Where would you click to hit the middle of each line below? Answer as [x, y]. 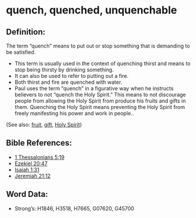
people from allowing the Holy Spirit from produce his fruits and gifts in [100, 101]
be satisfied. [21, 52]
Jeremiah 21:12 [32, 176]
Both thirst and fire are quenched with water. [68, 82]
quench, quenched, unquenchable [92, 10]
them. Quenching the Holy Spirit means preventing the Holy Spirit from [100, 107]
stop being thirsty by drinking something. [64, 70]
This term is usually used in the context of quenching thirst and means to [102, 63]
